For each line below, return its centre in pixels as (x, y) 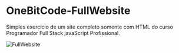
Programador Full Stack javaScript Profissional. (63, 33)
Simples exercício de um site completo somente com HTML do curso (90, 27)
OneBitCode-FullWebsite (68, 11)
